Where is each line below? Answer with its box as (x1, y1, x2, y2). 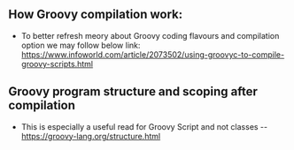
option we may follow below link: (20, 40, 141, 50)
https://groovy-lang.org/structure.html (20, 131, 161, 141)
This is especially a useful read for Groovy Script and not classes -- (20, 121, 268, 131)
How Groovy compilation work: (8, 7, 183, 22)
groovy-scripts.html (20, 58, 94, 69)
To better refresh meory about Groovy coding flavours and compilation (20, 30, 280, 41)
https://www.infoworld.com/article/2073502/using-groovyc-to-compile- (20, 49, 285, 60)
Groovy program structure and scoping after (8, 84, 259, 100)
